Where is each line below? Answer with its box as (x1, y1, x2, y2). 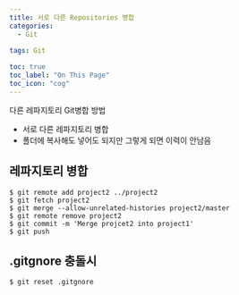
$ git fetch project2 (9, 196, 90, 205)
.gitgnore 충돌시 (9, 253, 98, 268)
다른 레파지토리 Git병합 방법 (9, 105, 106, 115)
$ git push (9, 227, 50, 236)
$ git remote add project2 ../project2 (9, 188, 158, 197)
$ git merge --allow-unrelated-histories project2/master (9, 203, 230, 213)
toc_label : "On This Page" (9, 71, 110, 80)
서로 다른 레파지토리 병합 (21, 123, 109, 134)
